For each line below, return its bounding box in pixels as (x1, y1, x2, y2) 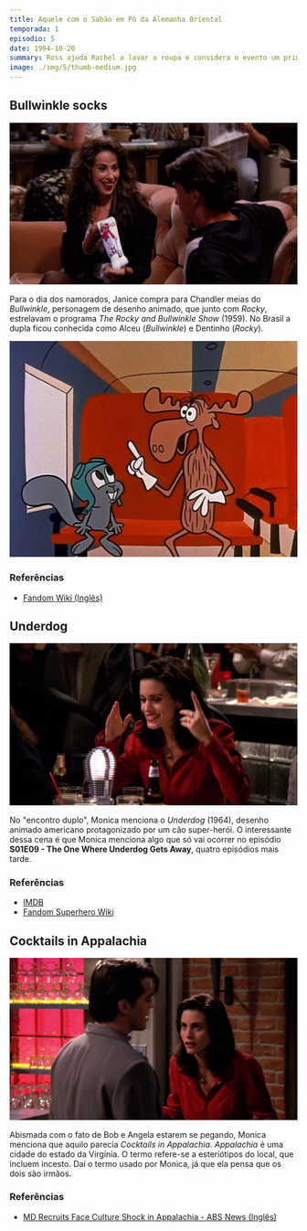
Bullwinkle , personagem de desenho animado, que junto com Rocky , (9, 303, 268, 314)
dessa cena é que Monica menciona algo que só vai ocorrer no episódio (9, 833, 281, 844)
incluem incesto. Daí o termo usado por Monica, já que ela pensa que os (9, 1158, 281, 1169)
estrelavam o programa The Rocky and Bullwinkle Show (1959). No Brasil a (9, 313, 291, 324)
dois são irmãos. (9, 1168, 72, 1179)
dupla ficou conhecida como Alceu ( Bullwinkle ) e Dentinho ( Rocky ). (9, 323, 264, 334)
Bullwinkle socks (9, 98, 108, 113)
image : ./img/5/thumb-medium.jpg (9, 63, 137, 72)
